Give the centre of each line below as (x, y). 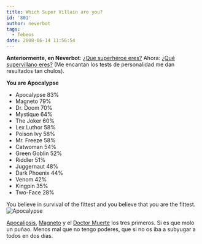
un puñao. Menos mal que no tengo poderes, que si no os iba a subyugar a (101, 229)
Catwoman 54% (36, 147)
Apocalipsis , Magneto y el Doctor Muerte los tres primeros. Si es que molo (100, 223)
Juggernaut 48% (37, 166)
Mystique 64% (34, 114)
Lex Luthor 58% (36, 127)
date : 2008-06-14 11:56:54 (41, 40)
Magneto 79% (33, 101)
